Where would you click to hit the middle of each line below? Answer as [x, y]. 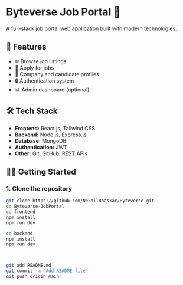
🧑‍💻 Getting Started [41, 171]
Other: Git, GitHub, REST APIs [51, 153]
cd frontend [21, 212]
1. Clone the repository [39, 188]
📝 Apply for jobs [34, 68]
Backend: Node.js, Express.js [50, 135]
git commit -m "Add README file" [47, 271]
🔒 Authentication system [44, 81]
